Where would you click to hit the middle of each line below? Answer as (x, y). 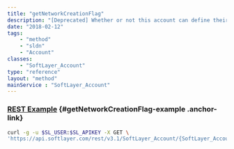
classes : (20, 59)
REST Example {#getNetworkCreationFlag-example (96, 109)
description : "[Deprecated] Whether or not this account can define (109, 20)
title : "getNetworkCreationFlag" (56, 14)
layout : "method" (32, 78)
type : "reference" (34, 72)
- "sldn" (32, 46)
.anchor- (202, 109)
